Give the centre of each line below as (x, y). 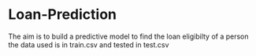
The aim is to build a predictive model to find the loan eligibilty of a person (129, 36)
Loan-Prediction (62, 15)
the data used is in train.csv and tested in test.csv (89, 44)
